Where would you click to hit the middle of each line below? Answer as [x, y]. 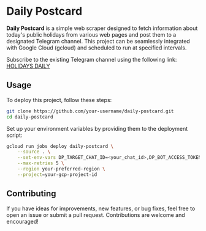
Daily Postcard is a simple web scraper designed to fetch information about [102, 28]
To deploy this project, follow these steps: [59, 100]
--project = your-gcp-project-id [57, 174]
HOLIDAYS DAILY [28, 66]
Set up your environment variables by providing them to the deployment [97, 128]
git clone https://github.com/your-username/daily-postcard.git [90, 111]
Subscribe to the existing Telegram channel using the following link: [92, 59]
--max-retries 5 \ [41, 163]
